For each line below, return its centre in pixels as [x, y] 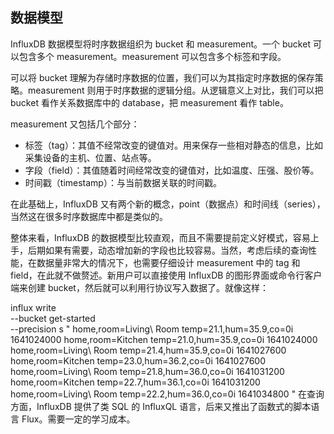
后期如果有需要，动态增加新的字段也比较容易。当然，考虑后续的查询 [167, 250]
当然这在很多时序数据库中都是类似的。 [89, 216]
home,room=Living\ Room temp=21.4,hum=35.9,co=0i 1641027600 [148, 350]
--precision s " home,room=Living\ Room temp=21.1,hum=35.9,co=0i [152, 329]
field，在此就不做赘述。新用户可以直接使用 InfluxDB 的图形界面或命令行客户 [166, 275]
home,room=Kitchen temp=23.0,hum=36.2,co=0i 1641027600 [138, 360]
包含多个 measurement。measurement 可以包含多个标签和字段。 [152, 56]
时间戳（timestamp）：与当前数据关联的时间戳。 [123, 182]
